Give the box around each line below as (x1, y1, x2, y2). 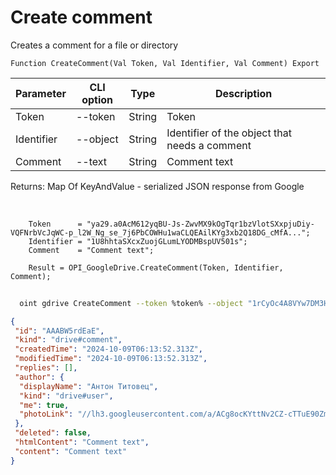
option (81, 92, 114, 106)
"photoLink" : (19, 409, 74, 420)
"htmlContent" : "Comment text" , (14, 437, 150, 448)
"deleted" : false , (14, 428, 92, 438)
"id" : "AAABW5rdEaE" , (14, 326, 105, 336)
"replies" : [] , (14, 363, 78, 373)
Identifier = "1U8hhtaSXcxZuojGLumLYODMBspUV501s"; (28, 236, 248, 246)
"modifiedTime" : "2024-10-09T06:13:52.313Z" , (14, 354, 208, 364)
